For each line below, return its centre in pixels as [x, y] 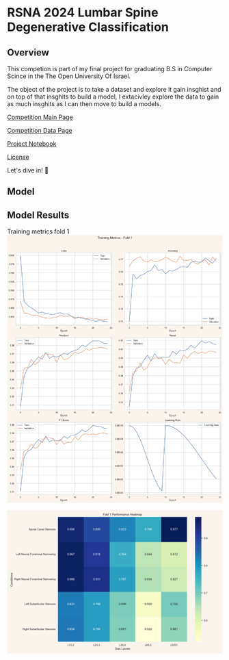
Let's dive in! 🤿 [28, 170]
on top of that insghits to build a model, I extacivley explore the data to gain [113, 97]
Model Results [38, 215]
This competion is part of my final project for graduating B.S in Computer [110, 69]
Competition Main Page [40, 117]
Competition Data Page [40, 130]
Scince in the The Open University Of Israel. [69, 76]
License [18, 157]
